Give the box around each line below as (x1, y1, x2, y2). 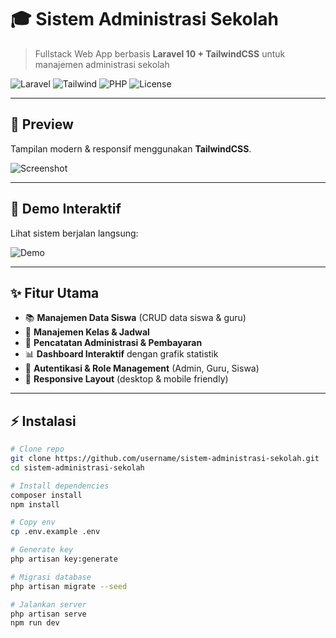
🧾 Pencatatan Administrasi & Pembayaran (24, 337, 203, 349)
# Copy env (10, 517, 56, 528)
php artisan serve (10, 609, 87, 619)
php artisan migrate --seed (10, 581, 128, 591)
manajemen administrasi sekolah (34, 58, 170, 70)
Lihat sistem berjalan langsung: (10, 227, 139, 239)
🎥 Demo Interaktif (10, 201, 122, 218)
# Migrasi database (10, 572, 92, 582)
